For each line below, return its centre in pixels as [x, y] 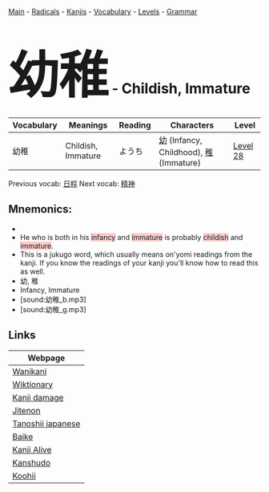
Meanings [88, 125]
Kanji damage [38, 397]
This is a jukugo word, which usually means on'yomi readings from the [136, 254]
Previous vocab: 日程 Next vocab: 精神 [72, 183]
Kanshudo [31, 462]
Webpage [46, 358]
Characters [192, 125]
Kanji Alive [32, 449]
